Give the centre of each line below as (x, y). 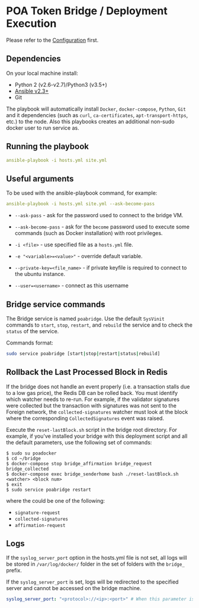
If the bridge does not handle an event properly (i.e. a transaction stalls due (98, 386)
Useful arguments (40, 179)
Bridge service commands (56, 304)
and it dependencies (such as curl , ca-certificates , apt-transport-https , (97, 115)
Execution (31, 23)
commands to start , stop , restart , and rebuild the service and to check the (99, 325)
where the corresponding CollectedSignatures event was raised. (85, 418)
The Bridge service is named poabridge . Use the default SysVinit (85, 318)
